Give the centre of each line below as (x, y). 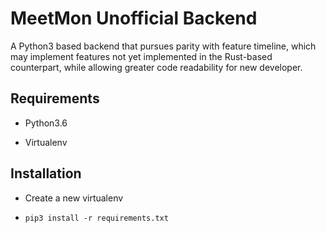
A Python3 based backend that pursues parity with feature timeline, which (163, 46)
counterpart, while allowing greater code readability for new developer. (156, 67)
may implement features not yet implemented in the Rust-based (141, 56)
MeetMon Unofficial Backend (134, 18)
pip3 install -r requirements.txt (96, 218)
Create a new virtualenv (74, 198)
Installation (46, 173)
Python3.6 (46, 123)
